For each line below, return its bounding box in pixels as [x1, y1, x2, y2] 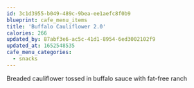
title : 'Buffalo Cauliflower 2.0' [6, 23, 107, 30]
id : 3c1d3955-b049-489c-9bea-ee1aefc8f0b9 [6, 10, 131, 17]
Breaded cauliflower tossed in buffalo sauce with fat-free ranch [6, 74, 188, 82]
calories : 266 [6, 29, 48, 37]
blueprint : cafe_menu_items [6, 17, 88, 24]
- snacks [12, 55, 38, 62]
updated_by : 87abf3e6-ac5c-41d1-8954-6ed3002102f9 [6, 36, 156, 43]
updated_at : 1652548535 [6, 42, 76, 49]
